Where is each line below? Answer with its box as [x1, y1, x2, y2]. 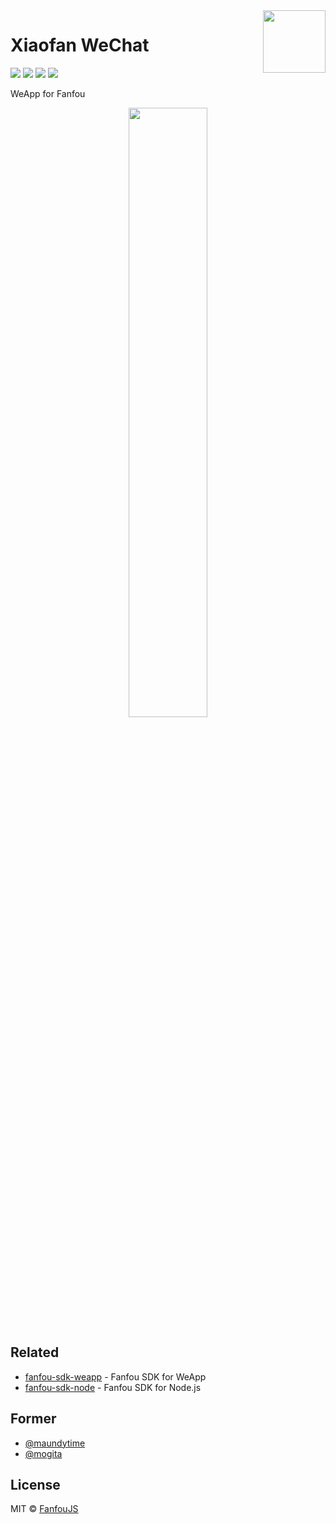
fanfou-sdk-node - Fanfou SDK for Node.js [24, 1381, 202, 1393]
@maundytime [24, 1437, 86, 1449]
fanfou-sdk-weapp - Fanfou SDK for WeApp [24, 1370, 207, 1383]
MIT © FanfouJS [10, 1503, 79, 1515]
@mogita [24, 1447, 63, 1459]
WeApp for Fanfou [10, 87, 86, 99]
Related [10, 1344, 60, 1361]
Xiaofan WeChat [10, 34, 150, 57]
